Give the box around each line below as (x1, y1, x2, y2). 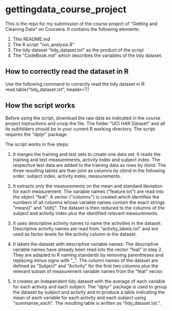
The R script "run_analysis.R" (12, 41, 75, 47)
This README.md (12, 36, 50, 42)
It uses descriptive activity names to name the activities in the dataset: (12, 220, 162, 226)
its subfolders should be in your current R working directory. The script (5, 126, 156, 132)
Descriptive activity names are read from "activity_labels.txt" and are (12, 225, 158, 231)
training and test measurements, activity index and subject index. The (12, 157, 160, 163)
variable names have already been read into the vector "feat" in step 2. (12, 246, 163, 252)
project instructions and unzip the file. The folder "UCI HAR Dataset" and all (5, 120, 165, 126)
